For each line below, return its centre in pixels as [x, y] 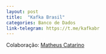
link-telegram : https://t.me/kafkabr [53, 28]
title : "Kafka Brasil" [36, 17]
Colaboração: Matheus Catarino [45, 45]
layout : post [22, 12]
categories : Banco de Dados [41, 23]
